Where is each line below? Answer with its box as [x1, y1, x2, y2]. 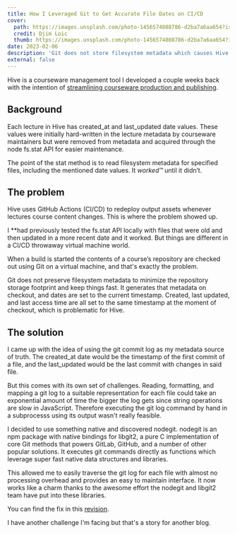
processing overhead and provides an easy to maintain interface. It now [7, 476, 217, 485]
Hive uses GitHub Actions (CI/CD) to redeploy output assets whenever [7, 205, 212, 214]
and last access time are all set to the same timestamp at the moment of [7, 298, 217, 307]
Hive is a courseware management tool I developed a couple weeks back [7, 75, 220, 84]
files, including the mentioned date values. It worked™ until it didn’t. [7, 166, 202, 174]
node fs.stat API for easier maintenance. [7, 145, 125, 153]
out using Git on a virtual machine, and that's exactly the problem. [7, 262, 199, 271]
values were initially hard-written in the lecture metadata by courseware [7, 130, 217, 138]
